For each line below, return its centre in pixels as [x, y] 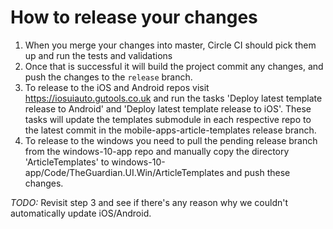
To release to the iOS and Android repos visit [117, 87]
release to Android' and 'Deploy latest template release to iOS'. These [168, 108]
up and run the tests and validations [98, 55]
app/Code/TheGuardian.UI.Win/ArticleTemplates [124, 172]
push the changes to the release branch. [108, 77]
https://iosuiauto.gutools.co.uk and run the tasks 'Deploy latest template [173, 98]
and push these [258, 172]
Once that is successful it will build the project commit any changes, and [174, 66]
